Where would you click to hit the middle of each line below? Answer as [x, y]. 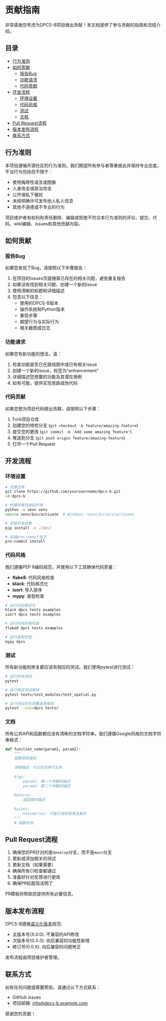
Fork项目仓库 [26, 419]
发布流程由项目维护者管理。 [33, 958]
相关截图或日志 [35, 328]
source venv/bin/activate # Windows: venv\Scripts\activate [70, 514]
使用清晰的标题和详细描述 [38, 291]
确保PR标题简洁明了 [32, 883]
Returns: [23, 795]
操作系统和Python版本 [42, 309]
